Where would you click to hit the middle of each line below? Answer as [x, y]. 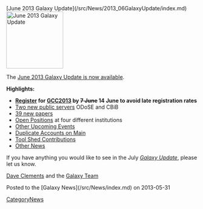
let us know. [21, 164]
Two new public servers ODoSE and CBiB [67, 107]
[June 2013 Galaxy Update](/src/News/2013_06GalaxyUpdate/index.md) [97, 8]
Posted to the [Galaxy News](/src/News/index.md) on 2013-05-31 [88, 187]
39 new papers [34, 113]
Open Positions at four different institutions [68, 120]
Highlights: [21, 89]
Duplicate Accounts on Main [50, 133]
